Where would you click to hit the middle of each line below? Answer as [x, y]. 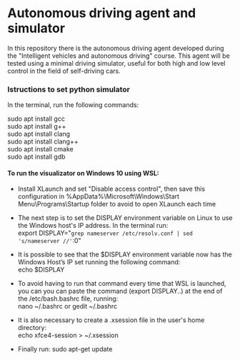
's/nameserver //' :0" [49, 241]
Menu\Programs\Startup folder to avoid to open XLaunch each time [117, 204]
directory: [32, 328]
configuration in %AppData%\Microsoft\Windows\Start [99, 196]
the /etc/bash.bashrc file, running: [68, 299]
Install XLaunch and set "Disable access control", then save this [111, 189]
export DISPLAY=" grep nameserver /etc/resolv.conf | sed [105, 233]
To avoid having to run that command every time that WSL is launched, [122, 284]
